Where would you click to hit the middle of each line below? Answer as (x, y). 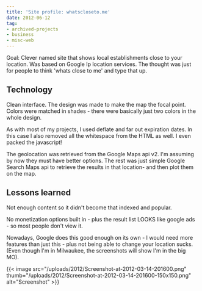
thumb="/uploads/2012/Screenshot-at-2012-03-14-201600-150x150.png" (99, 275)
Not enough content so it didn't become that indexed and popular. (89, 207)
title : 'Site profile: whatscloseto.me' (59, 12)
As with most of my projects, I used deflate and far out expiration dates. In (99, 129)
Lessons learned (39, 193)
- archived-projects (33, 29)
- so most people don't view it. (45, 226)
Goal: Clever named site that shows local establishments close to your (95, 58)
